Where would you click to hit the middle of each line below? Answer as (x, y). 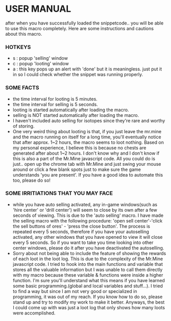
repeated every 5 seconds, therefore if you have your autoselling (81, 231)
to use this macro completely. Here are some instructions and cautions (80, 28)
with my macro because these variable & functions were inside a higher (88, 275)
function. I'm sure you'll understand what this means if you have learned (89, 280)
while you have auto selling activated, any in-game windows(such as (85, 204)
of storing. (23, 126)
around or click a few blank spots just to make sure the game (77, 169)
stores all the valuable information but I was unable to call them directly (88, 269)
